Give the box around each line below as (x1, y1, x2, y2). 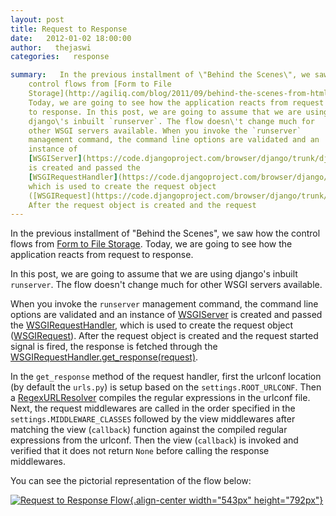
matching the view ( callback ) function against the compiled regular (10, 424, 288, 436)
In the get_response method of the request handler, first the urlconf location (10, 371, 322, 383)
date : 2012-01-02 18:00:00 (10, 33, 132, 43)
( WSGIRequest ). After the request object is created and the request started (10, 330, 319, 342)
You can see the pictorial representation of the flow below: (10, 475, 252, 487)
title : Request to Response (10, 24, 128, 34)
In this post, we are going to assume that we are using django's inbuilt (10, 268, 298, 280)
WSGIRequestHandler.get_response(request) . (10, 351, 199, 363)
